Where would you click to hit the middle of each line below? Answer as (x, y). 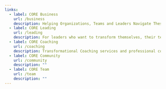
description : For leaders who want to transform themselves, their (84, 38)
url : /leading (28, 33)
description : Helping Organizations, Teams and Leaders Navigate (83, 23)
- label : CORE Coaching (33, 42)
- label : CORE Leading (32, 28)
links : (11, 10)
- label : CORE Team (29, 70)
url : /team (25, 74)
